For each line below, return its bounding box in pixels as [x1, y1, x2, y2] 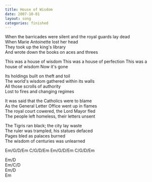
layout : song [5, 16, 31, 21]
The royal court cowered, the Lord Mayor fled [5, 108, 96, 114]
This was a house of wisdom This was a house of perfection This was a [5, 59, 147, 64]
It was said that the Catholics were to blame [5, 98, 92, 104]
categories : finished [5, 20, 49, 26]
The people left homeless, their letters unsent [5, 113, 96, 119]
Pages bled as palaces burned [5, 133, 66, 139]
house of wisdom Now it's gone [5, 64, 69, 70]
